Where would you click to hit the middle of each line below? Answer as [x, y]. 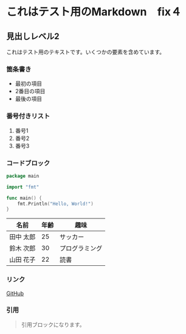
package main [23, 176]
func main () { [24, 198]
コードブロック [28, 163]
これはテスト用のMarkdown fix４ [94, 12]
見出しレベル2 [33, 36]
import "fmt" [23, 187]
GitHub [15, 293]
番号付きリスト [28, 116]
